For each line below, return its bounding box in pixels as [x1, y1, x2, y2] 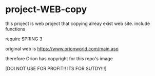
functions [5, 26, 26, 32]
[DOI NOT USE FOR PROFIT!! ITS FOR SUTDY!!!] [5, 65, 107, 71]
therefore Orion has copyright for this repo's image [5, 55, 113, 62]
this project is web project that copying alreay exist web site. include [5, 20, 150, 27]
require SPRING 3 [5, 36, 43, 42]
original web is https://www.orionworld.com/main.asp [5, 45, 119, 52]
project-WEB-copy [5, 4, 87, 15]
